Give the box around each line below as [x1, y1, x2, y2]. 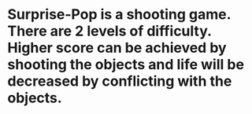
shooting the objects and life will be [7, 56, 245, 74]
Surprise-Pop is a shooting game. [7, 6, 232, 24]
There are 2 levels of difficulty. [7, 22, 212, 40]
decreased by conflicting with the [7, 72, 232, 90]
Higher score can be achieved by [7, 39, 227, 57]
